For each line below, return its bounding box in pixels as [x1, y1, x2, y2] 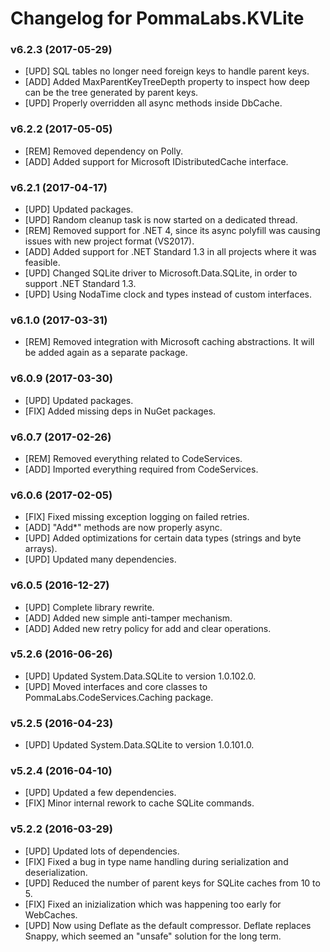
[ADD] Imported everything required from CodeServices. [24, 463, 259, 475]
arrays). [24, 543, 58, 555]
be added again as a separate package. [24, 347, 188, 359]
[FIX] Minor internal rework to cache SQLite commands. [24, 797, 255, 809]
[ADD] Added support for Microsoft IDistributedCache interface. [24, 155, 289, 167]
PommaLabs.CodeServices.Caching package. [24, 691, 214, 703]
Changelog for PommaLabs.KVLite [10, 7, 305, 30]
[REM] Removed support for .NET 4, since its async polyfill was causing [24, 225, 321, 237]
